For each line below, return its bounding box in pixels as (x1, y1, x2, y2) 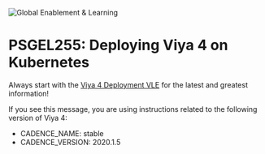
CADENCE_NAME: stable (20, 128, 104, 138)
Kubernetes (8, 53, 90, 72)
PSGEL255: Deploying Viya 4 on (8, 36, 228, 54)
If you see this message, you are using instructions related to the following (8, 104, 258, 113)
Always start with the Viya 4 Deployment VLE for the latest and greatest (8, 79, 248, 89)
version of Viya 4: (8, 113, 67, 122)
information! (8, 88, 50, 98)
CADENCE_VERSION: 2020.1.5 (20, 137, 121, 147)
